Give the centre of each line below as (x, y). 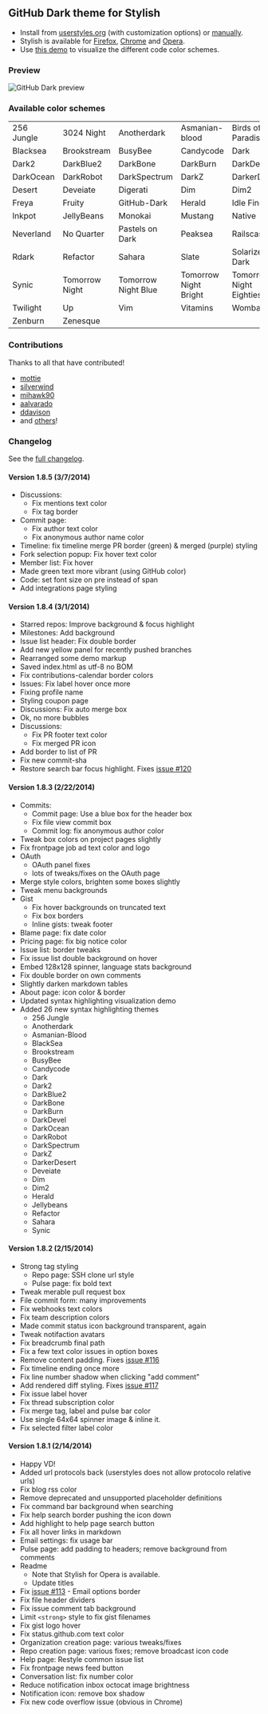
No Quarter (84, 234)
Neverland (32, 234)
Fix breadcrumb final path (62, 1343)
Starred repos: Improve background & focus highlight (107, 624)
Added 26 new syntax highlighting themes (89, 1009)
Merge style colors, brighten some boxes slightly (100, 881)
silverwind (37, 386)
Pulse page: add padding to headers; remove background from (123, 1549)
